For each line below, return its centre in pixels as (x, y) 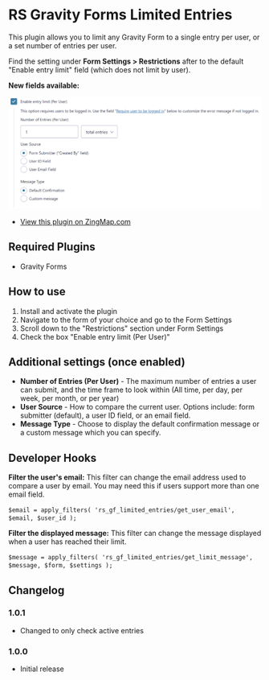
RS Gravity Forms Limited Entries (120, 15)
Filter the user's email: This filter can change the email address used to (127, 477)
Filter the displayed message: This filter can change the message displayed (135, 534)
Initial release (42, 669)
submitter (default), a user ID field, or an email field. (105, 415)
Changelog (37, 590)
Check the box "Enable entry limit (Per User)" (95, 336)
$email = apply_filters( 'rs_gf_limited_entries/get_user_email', (122, 510)
